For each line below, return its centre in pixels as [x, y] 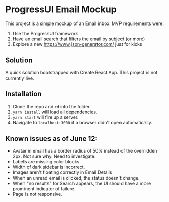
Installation [23, 94]
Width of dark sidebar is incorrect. [49, 167]
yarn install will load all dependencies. [55, 112]
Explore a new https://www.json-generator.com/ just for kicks [77, 44]
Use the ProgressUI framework [45, 33]
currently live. [20, 78]
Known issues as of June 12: [52, 138]
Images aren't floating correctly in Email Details [62, 172]
